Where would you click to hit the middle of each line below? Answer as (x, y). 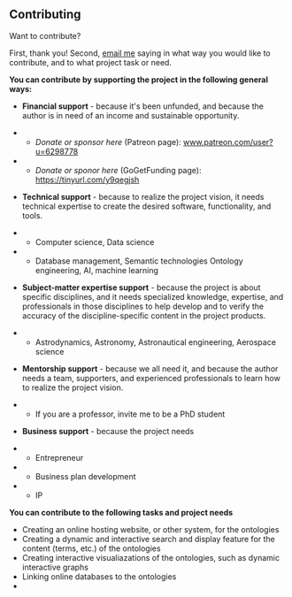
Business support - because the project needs (108, 431)
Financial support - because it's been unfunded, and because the (142, 106)
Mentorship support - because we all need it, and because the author (150, 368)
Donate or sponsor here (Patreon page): (108, 142)
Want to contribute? (45, 35)
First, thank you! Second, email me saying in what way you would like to (140, 53)
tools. (32, 215)
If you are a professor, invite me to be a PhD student (130, 414)
